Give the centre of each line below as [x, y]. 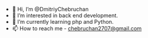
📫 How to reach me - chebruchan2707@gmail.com [77, 28]
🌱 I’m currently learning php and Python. [63, 22]
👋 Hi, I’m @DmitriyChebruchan [50, 9]
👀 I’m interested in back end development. [65, 15]
